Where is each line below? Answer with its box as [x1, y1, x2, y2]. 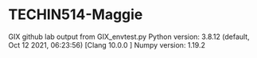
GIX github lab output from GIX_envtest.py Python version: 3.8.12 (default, [8, 32, 250, 41]
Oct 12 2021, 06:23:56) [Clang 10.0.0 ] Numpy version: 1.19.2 [8, 40, 205, 49]
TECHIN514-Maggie [8, 6, 143, 24]
